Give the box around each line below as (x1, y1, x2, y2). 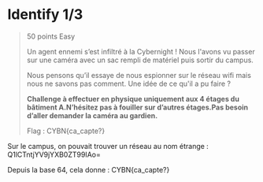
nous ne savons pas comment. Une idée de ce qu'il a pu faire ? (26, 79, 232, 88)
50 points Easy (26, 32, 76, 41)
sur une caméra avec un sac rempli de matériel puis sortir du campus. (26, 55, 254, 65)
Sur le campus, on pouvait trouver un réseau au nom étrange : (7, 141, 209, 150)
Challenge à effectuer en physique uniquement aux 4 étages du (26, 94, 239, 103)
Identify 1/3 (7, 6, 83, 24)
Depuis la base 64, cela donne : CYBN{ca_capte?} (7, 165, 170, 174)
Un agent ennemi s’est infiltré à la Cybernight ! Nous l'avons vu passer (26, 46, 255, 56)
